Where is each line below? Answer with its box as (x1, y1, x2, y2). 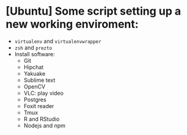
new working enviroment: (5, 17, 139, 31)
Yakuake (23, 70, 46, 77)
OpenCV (23, 82, 46, 90)
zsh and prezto (14, 44, 53, 51)
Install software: (14, 50, 56, 57)
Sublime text (23, 76, 56, 84)
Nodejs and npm (23, 122, 65, 129)
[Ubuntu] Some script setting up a (5, 4, 182, 18)
